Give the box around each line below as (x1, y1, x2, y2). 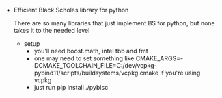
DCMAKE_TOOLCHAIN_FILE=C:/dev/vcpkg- (33, 62, 157, 69)
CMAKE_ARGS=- (135, 54, 183, 62)
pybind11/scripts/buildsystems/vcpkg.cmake (33, 69, 159, 77)
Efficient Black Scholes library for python (13, 6, 129, 14)
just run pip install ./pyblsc (33, 84, 109, 91)
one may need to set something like (33, 54, 135, 62)
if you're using (160, 69, 201, 77)
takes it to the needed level (13, 27, 90, 34)
